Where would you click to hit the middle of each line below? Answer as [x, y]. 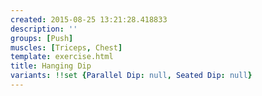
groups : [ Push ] [42, 38]
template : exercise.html [62, 57]
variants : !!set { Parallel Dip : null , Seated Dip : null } [131, 76]
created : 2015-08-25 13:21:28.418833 [89, 19]
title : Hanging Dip [51, 66]
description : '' [44, 29]
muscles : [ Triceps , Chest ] [66, 47]
